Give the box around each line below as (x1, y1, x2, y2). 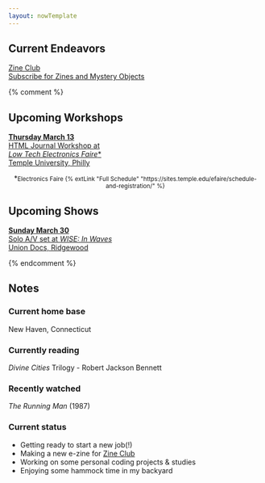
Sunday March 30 (8, 225, 70, 235)
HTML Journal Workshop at (8, 141, 101, 150)
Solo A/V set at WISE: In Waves (8, 234, 113, 244)
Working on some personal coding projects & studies (19, 457, 196, 467)
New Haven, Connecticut (8, 324, 92, 334)
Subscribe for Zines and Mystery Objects (8, 72, 145, 82)
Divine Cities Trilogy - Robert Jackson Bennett (8, 363, 163, 372)
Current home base (8, 306, 86, 317)
